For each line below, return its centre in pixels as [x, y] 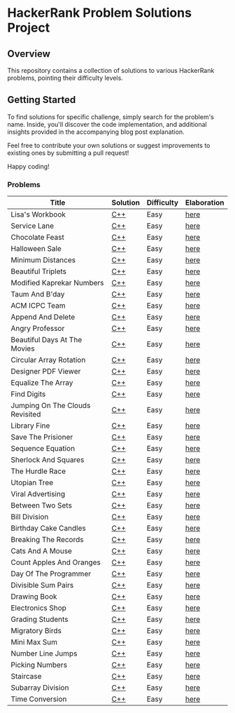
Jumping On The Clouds [51, 406]
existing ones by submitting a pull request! [68, 153]
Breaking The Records [47, 540]
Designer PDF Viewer [46, 372]
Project [29, 28]
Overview [29, 54]
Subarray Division [40, 688]
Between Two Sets [41, 505]
